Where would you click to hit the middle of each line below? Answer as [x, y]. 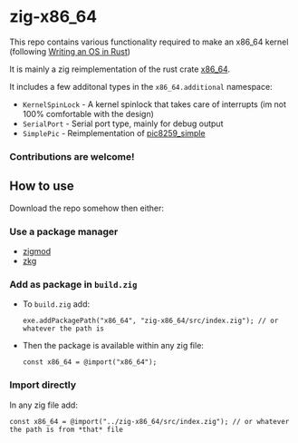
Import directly [43, 385]
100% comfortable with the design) [88, 113]
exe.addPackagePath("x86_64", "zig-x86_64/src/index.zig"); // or [150, 321]
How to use [42, 187]
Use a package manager [64, 231]
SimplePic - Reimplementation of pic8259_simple [114, 133]
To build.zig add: [56, 304]
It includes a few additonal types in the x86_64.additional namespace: [141, 86]
